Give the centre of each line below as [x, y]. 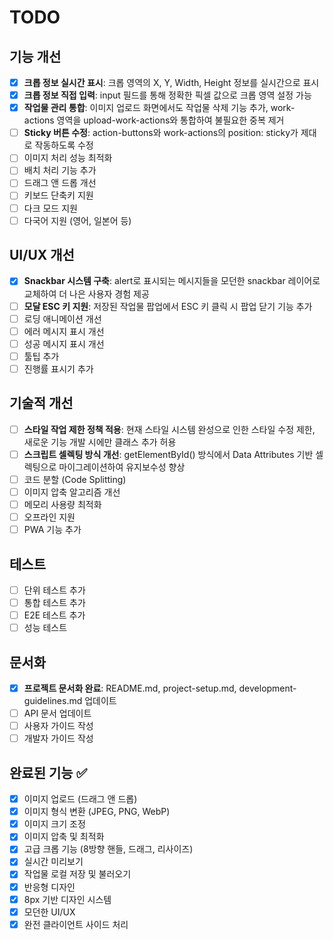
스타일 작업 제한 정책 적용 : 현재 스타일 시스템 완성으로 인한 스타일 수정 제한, [169, 429]
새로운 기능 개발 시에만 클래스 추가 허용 [100, 442]
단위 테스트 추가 [54, 590]
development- [267, 688]
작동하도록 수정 [64, 145]
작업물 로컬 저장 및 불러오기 [77, 874]
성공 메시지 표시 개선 [64, 343]
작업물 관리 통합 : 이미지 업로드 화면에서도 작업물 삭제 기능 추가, [146, 108]
